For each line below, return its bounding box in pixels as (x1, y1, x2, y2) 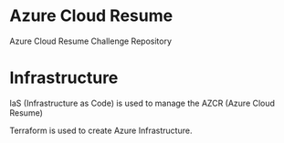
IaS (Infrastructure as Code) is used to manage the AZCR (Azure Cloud (9, 97, 276, 108)
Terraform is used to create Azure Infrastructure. (9, 125, 193, 136)
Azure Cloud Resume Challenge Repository (9, 36, 172, 46)
